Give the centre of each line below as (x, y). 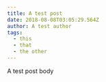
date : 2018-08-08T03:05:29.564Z (53, 20)
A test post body (30, 71)
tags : (15, 32)
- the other (30, 52)
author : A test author (39, 26)
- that (23, 45)
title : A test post (35, 13)
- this (23, 39)
